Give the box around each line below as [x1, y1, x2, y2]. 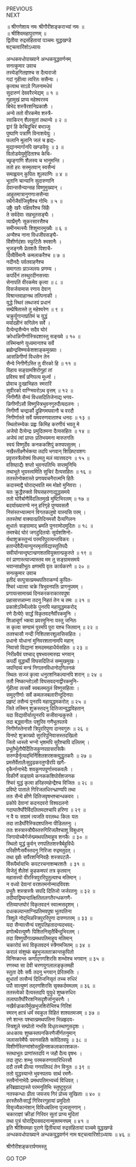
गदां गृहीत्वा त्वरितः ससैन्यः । [6, 76, 59, 83]
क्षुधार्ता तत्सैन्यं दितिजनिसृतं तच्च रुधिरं [6, 975, 77, 982]
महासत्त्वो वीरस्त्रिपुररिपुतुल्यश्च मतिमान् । [6, 874, 82, 881]
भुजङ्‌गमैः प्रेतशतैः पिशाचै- [6, 245, 53, 252]
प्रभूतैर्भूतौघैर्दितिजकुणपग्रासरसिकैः [6, 746, 66, 752]
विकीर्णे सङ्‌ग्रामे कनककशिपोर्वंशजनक [6, 773, 75, 779]
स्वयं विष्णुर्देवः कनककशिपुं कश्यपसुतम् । [6, 441, 81, 448]
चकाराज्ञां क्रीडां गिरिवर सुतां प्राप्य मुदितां [6, 1110, 79, 1118]
